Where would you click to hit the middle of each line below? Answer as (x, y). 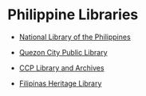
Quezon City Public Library (63, 52)
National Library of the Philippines (75, 37)
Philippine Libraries (73, 15)
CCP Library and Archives (61, 68)
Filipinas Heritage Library (60, 83)
